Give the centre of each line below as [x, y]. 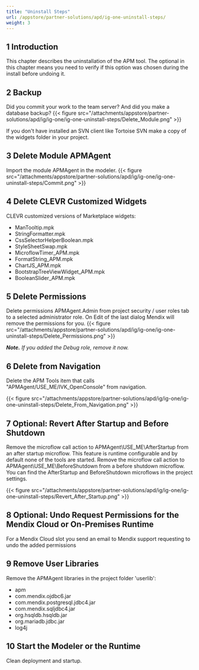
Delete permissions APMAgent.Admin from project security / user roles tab [98, 311]
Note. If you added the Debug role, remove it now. [67, 348]
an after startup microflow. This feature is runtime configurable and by [92, 454]
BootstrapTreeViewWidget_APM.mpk [60, 272]
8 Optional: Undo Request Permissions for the [93, 515]
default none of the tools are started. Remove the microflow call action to [96, 460]
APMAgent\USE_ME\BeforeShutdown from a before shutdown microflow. [96, 466]
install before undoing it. [36, 74]
